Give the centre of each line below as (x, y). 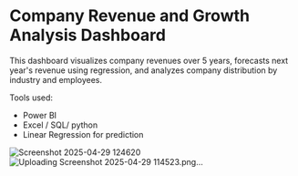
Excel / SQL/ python (60, 125)
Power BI (40, 115)
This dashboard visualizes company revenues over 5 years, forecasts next (149, 60)
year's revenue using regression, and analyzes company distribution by (144, 70)
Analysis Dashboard (88, 35)
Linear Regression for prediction (83, 134)
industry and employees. (56, 79)
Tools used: (31, 98)
